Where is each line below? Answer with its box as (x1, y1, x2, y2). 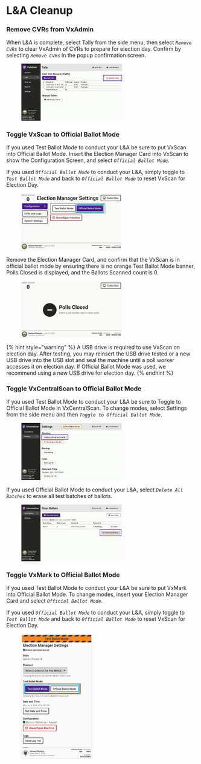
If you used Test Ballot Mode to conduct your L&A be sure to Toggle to (6, 398, 181, 406)
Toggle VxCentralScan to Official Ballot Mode (6, 384, 142, 393)
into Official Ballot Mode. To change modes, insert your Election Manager (6, 591, 188, 598)
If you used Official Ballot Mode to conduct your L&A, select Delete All (6, 486, 183, 493)
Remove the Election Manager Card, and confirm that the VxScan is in (6, 256, 180, 264)
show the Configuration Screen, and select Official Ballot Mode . (6, 157, 170, 164)
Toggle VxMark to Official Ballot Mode (6, 571, 120, 579)
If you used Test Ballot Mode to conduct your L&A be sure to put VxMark (6, 584, 187, 591)
